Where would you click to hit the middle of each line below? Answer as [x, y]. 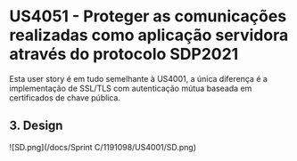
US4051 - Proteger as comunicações [148, 16]
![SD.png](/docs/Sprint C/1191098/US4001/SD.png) [103, 147]
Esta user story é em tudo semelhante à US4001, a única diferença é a [138, 78]
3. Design [36, 126]
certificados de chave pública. [65, 97]
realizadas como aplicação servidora [149, 35]
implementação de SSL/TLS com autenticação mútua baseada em [131, 88]
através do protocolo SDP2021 [124, 54]
